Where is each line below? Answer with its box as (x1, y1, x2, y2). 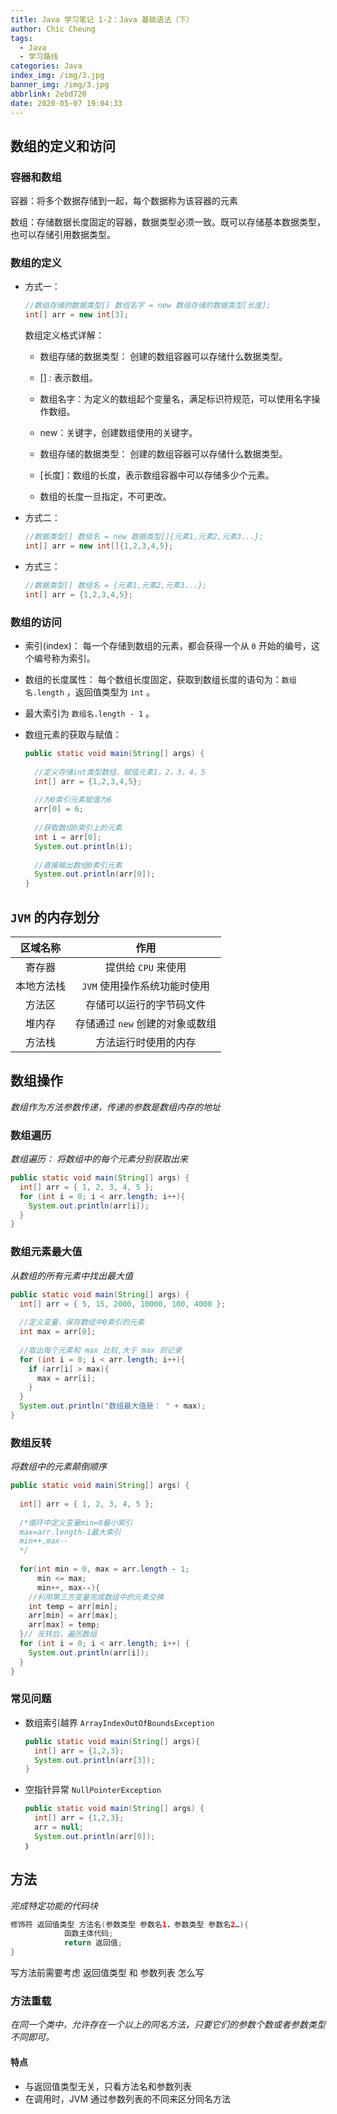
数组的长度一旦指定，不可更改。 (39, 491, 172, 503)
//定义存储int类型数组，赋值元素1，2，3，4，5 (34, 767, 206, 777)
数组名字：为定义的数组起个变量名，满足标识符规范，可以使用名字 (39, 393, 312, 405)
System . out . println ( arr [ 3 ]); (34, 1755, 156, 1765)
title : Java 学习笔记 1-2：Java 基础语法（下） (10, 14, 195, 25)
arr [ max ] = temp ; (28, 1620, 101, 1630)
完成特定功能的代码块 (10, 1899, 98, 1911)
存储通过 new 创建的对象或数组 (75, 1016, 217, 1030)
